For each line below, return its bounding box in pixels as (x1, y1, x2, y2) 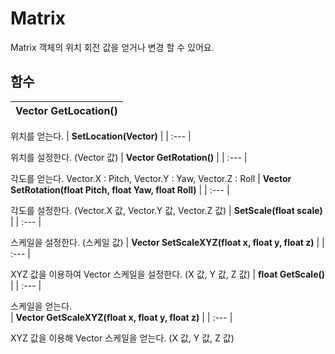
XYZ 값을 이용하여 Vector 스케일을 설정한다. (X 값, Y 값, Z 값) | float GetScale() (10, 268, 326, 280)
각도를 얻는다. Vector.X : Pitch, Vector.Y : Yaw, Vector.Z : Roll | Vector (10, 172, 292, 184)
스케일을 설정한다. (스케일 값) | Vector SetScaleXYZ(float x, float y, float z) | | (10, 236, 325, 248)
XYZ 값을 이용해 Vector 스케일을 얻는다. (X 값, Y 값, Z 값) (10, 332, 235, 344)
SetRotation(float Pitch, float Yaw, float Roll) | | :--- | (10, 183, 230, 196)
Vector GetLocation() (15, 103, 118, 117)
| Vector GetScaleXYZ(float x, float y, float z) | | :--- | (10, 311, 233, 323)
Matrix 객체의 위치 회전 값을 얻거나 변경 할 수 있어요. (10, 41, 215, 53)
